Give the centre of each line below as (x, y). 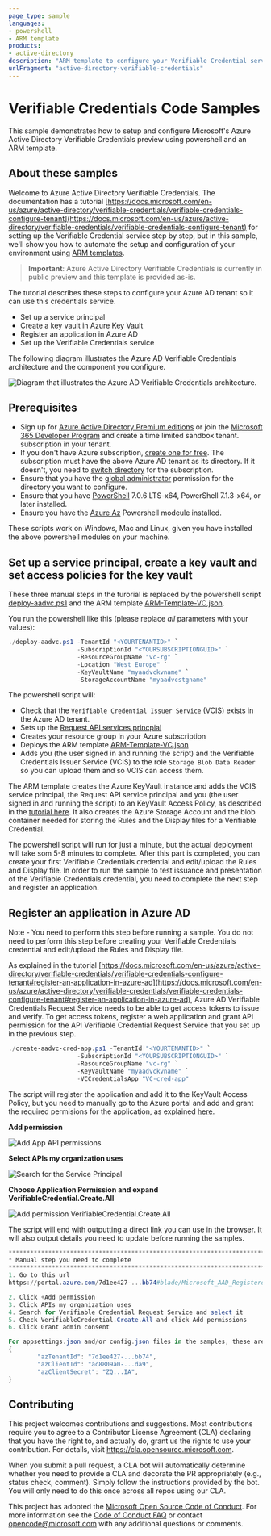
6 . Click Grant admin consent (59, 1327)
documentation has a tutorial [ (58, 201)
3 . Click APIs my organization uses (70, 1304)
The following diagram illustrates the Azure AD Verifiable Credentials (122, 358)
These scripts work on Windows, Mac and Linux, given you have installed (130, 529)
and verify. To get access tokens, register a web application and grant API (131, 1017)
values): (22, 627)
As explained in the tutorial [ (55, 965)
